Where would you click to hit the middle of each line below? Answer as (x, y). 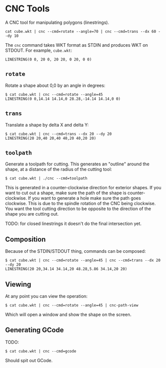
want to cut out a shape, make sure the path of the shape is (66, 193)
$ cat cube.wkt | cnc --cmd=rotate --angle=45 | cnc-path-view (72, 305)
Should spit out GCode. (29, 360)
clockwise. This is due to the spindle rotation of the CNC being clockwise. (81, 204)
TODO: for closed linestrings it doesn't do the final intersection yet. (73, 223)
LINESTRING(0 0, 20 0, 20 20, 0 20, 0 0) (49, 59)
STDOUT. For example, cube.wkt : (39, 50)
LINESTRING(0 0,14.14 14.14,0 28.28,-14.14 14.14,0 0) (63, 99)
